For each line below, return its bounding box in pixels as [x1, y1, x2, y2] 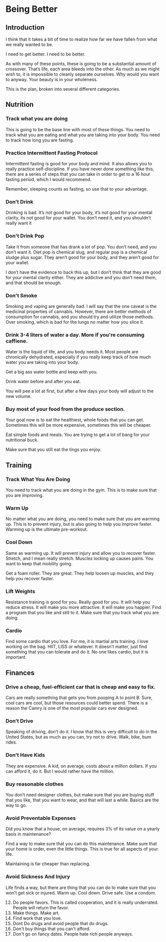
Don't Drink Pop [5, 233, 44, 240]
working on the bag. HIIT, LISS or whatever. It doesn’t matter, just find [5, 644, 147, 649]
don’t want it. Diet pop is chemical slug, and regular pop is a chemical [5, 249, 147, 255]
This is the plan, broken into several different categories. [5, 86, 121, 92]
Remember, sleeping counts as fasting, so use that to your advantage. [5, 186, 148, 192]
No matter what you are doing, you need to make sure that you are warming [5, 516, 160, 522]
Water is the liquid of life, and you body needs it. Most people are [5, 349, 139, 355]
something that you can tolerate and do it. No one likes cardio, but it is [5, 649, 149, 655]
